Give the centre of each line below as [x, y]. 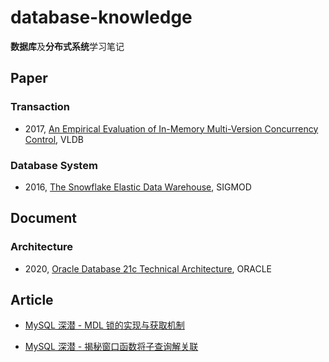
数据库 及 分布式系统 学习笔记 [67, 46]
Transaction [40, 107]
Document [43, 218]
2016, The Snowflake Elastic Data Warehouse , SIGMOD [138, 187]
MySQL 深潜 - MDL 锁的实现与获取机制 [104, 325]
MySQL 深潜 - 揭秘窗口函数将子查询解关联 [111, 347]
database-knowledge [101, 17]
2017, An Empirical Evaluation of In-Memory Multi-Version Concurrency [171, 128]
